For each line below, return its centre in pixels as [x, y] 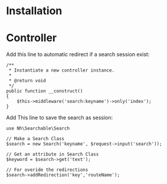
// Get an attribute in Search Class [53, 154]
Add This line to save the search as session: [60, 118]
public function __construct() [45, 91]
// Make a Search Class [35, 139]
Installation [34, 11]
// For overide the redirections [47, 170]
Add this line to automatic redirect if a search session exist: [78, 54]
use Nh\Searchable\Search [38, 128]
